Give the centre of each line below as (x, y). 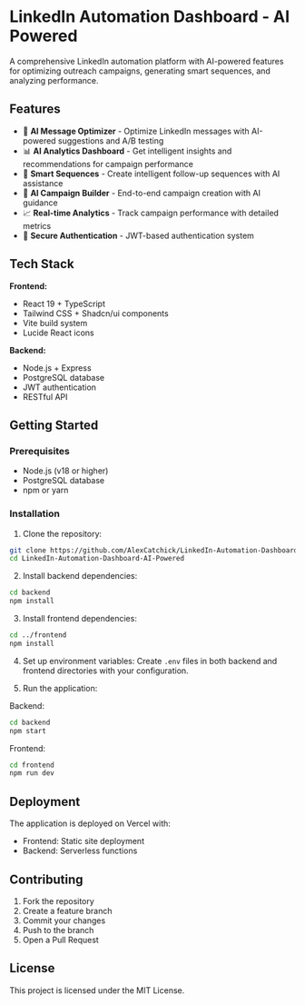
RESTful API (45, 396)
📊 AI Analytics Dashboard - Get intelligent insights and (127, 151)
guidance (40, 203)
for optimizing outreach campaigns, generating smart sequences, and (140, 71)
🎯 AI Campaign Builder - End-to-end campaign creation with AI (142, 193)
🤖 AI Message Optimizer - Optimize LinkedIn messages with (136, 131)
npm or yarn (45, 490)
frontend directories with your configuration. (105, 671)
